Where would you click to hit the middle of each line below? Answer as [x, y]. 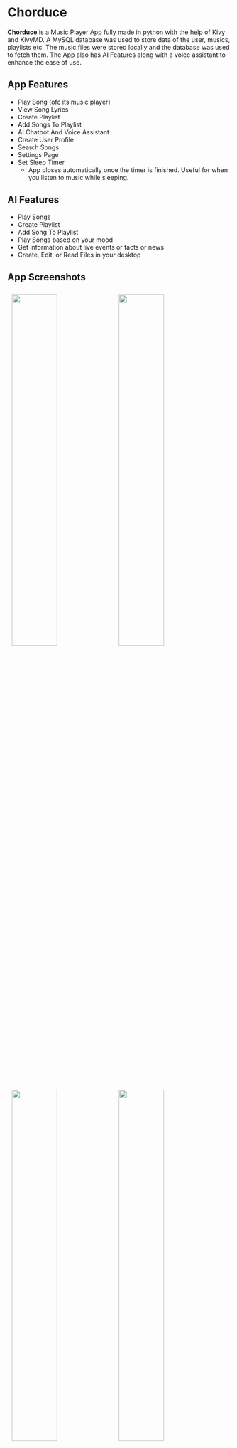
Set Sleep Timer [41, 162]
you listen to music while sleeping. [78, 177]
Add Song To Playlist [48, 232]
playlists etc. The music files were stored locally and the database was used [118, 47]
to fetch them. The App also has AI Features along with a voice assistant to [116, 55]
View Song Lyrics [43, 109]
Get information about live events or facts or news [91, 247]
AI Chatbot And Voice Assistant [64, 132]
